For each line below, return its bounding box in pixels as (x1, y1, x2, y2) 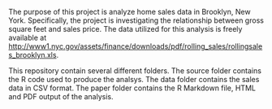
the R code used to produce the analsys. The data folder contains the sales (8, 75, 260, 84)
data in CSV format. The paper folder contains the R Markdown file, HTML (8, 83, 256, 93)
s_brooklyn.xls (8, 50, 57, 59)
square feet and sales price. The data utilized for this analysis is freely (8, 24, 243, 33)
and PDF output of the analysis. (8, 92, 114, 101)
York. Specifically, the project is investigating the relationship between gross (8, 15, 264, 25)
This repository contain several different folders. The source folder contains (8, 66, 262, 76)
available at (8, 33, 47, 42)
